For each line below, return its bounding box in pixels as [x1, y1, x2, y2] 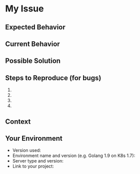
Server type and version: [12, 158, 63, 164]
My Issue [5, 3, 44, 14]
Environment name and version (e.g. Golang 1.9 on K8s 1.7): [12, 153, 135, 159]
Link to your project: [12, 163, 54, 170]
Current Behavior [5, 39, 60, 48]
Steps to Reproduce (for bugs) [5, 73, 101, 82]
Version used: [12, 148, 41, 154]
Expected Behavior [5, 23, 66, 31]
